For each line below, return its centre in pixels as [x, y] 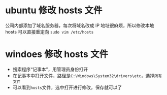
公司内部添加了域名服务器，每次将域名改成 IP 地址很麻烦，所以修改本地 [80, 25]
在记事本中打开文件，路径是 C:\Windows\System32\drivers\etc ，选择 [83, 75]
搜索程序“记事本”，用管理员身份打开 [50, 69]
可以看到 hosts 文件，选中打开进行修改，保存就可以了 [67, 87]
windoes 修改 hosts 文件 [57, 54]
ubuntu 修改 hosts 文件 [54, 10]
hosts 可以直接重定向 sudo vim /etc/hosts [49, 31]
